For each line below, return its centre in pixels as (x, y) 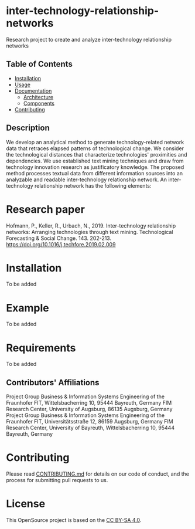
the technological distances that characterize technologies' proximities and (97, 154)
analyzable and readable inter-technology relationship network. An (87, 179)
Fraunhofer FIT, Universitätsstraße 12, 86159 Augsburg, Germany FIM (90, 422)
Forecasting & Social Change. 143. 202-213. (59, 238)
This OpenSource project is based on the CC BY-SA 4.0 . (74, 520)
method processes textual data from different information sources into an (95, 173)
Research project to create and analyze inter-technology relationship (89, 39)
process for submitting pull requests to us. (57, 480)
